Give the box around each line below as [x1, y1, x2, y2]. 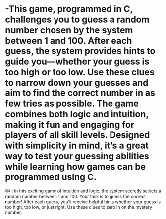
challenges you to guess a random [5, 14, 150, 25]
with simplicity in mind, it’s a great [5, 140, 149, 151]
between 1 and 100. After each [5, 35, 132, 46]
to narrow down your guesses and [5, 77, 149, 88]
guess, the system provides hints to [5, 45, 156, 57]
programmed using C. [5, 172, 97, 183]
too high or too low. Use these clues [5, 67, 155, 78]
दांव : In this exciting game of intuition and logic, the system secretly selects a [5, 188, 161, 194]
